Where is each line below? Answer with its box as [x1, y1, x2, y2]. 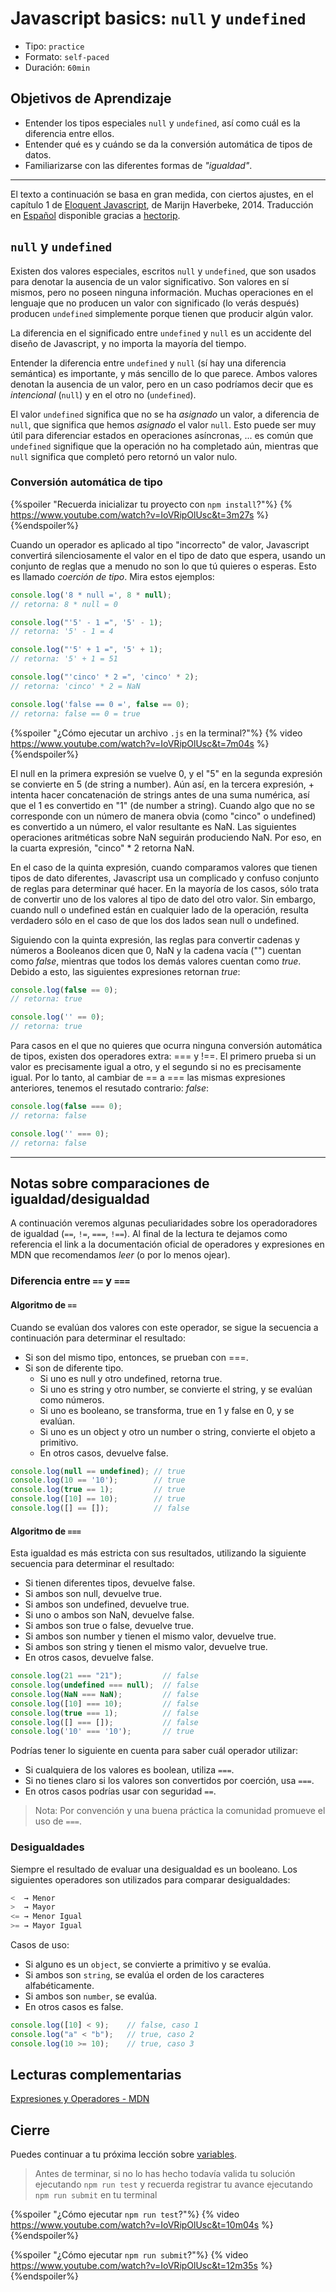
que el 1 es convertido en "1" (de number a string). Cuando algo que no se [10, 799, 315, 811]
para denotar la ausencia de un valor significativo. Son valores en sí [10, 275, 290, 287]
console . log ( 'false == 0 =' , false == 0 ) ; [10, 699, 190, 709]
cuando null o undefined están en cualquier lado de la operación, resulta [10, 903, 309, 916]
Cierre [10, 2122, 50, 2139]
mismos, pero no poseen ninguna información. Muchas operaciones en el [10, 286, 314, 298]
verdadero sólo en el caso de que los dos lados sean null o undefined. [10, 914, 300, 926]
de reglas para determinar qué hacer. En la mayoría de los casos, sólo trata [10, 882, 320, 894]
